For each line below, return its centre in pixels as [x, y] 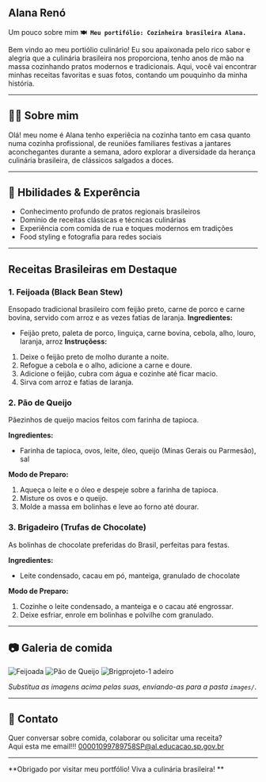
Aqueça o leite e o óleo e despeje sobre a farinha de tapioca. [119, 490]
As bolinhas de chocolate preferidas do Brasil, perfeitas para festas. [119, 545]
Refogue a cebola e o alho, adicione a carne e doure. [106, 365]
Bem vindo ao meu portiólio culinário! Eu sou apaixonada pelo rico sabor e [129, 49]
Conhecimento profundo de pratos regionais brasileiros [110, 212]
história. [21, 83]
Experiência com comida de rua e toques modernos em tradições [126, 229]
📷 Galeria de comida [61, 648]
